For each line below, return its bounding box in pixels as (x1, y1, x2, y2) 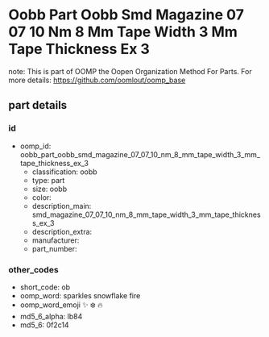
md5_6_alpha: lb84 (19, 311, 83, 321)
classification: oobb (31, 167, 98, 177)
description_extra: (31, 227, 93, 236)
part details (8, 98, 68, 112)
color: (31, 192, 52, 202)
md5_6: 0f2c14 (19, 320, 70, 330)
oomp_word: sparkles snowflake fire (19, 290, 141, 300)
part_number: (31, 243, 77, 253)
